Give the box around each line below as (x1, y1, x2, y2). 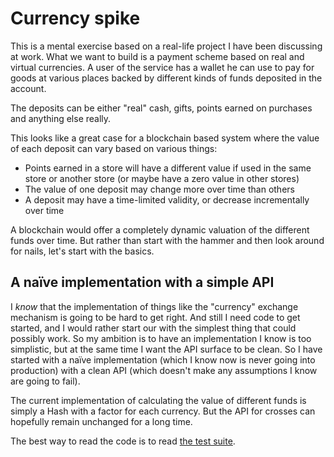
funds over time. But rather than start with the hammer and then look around (10, 234, 325, 246)
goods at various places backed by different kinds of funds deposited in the (10, 72, 323, 84)
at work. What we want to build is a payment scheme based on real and (10, 50, 305, 62)
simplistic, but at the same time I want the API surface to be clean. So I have (10, 343, 323, 355)
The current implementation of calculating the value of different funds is (10, 394, 307, 406)
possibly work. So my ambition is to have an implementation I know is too (10, 332, 312, 344)
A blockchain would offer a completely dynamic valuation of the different (10, 223, 310, 236)
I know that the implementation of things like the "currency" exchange (10, 300, 299, 312)
